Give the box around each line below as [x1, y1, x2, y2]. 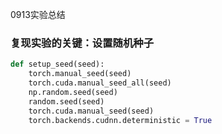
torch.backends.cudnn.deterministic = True [28, 115, 213, 125]
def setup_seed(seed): [10, 59, 105, 70]
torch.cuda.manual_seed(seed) [28, 106, 155, 116]
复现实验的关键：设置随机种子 [10, 36, 155, 50]
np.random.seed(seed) [28, 87, 118, 97]
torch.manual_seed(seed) [28, 69, 132, 79]
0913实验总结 [10, 9, 66, 20]
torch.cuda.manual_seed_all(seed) [28, 78, 172, 88]
